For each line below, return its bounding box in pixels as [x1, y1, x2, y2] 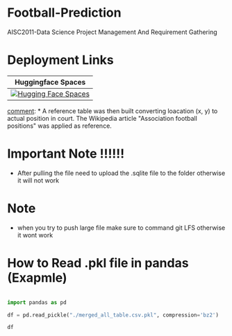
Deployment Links [7, 52, 114, 68]
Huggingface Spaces [15, 77, 86, 87]
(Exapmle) [7, 269, 67, 285]
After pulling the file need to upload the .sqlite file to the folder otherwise [17, 169, 226, 177]
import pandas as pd [7, 299, 67, 306]
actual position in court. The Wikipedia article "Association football [7, 114, 198, 122]
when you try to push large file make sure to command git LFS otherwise [17, 224, 226, 232]
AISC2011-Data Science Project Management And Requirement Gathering [7, 28, 217, 36]
